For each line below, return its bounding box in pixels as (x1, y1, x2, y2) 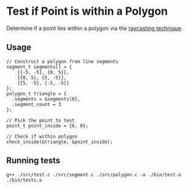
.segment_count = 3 (12, 101, 62, 108)
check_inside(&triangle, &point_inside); (6, 139, 113, 145)
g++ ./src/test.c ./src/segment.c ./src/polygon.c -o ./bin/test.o (6, 171, 182, 178)
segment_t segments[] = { (6, 64, 72, 70)
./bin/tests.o (6, 177, 43, 183)
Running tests (6, 155, 61, 166)
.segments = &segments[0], (12, 96, 80, 102)
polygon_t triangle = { (6, 91, 67, 97)
